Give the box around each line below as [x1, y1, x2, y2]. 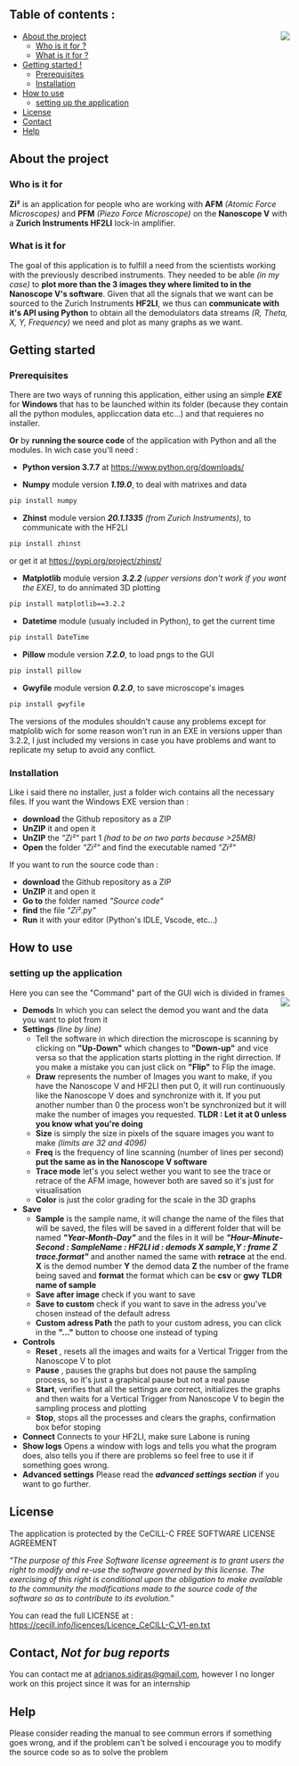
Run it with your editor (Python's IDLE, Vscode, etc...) [21, 914, 218, 926]
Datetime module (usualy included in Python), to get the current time [21, 615, 276, 627]
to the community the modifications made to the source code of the [9, 1583, 258, 1594]
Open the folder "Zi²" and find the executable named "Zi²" [21, 842, 236, 853]
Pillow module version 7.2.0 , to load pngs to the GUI [21, 648, 214, 659]
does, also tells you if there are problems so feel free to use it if [21, 1449, 255, 1461]
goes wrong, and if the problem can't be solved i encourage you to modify [9, 1737, 282, 1748]
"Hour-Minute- [226, 1232, 283, 1242]
